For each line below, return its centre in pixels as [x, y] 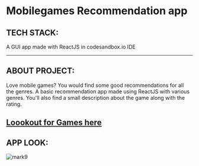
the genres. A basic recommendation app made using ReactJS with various [98, 91]
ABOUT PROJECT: [41, 71]
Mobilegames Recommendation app [97, 11]
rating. [14, 104]
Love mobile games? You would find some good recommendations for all [95, 85]
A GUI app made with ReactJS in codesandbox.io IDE [71, 47]
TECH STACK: [33, 33]
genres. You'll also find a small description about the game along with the [96, 97]
